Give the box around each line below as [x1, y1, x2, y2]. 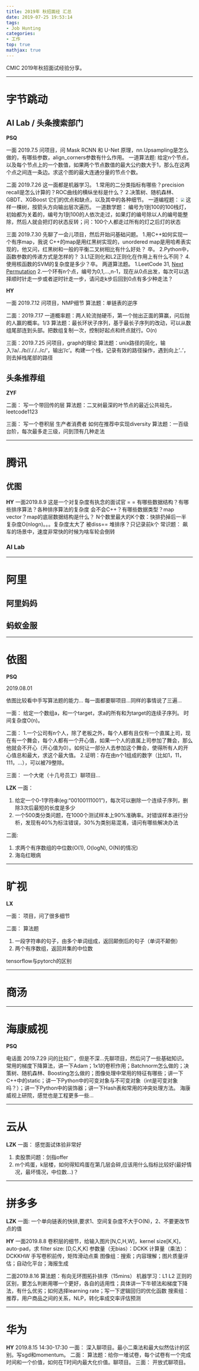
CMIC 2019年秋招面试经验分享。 [6, 64, 85, 71]
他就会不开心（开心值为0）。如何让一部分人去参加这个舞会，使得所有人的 [6, 744, 184, 752]
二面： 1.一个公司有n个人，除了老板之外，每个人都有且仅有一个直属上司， [6, 730, 185, 737]
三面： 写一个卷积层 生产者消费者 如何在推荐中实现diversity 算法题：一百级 [6, 420, 189, 427]
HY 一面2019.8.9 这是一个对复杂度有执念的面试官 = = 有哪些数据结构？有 [6, 498, 184, 505]
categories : [6, 31, 36, 37]
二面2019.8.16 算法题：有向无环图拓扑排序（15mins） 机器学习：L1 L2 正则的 [6, 1272, 192, 1279]
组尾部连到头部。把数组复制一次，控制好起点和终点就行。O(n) [6, 326, 158, 333]
